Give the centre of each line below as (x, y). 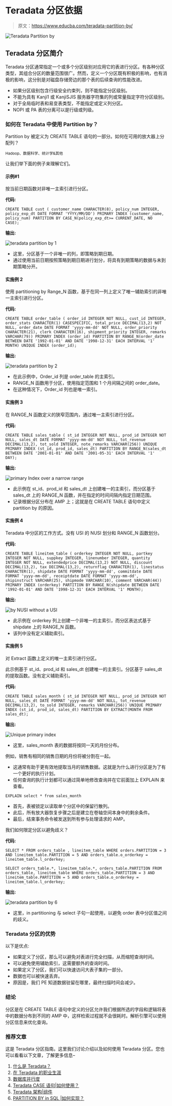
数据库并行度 (26, 1079)
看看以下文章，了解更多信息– (45, 1055)
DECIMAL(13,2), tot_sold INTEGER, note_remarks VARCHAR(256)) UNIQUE (81, 444)
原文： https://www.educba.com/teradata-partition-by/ (75, 26)
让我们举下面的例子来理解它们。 (39, 164)
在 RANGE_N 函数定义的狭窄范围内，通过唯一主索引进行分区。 (71, 414)
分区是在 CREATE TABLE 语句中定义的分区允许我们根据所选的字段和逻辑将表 (86, 1009)
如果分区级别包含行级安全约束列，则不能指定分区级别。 (71, 90)
